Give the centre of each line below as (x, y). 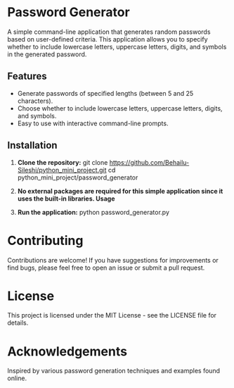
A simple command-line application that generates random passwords (109, 32)
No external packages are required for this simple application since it (120, 191)
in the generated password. (47, 54)
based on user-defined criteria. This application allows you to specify (108, 39)
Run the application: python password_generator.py (93, 212)
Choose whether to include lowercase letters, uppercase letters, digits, (120, 108)
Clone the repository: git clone (63, 162)
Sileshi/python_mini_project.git (62, 170)
